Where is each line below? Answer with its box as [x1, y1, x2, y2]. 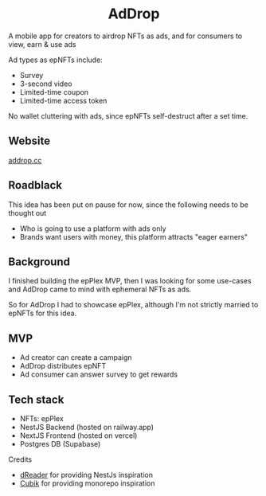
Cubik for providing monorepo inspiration [19, 478, 155, 488]
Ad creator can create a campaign [19, 353, 133, 362]
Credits [8, 455, 33, 464]
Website [8, 135, 50, 148]
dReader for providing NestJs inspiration [19, 471, 154, 479]
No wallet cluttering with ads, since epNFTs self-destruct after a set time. [8, 111, 248, 120]
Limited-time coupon [19, 87, 89, 96]
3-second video [19, 79, 72, 88]
